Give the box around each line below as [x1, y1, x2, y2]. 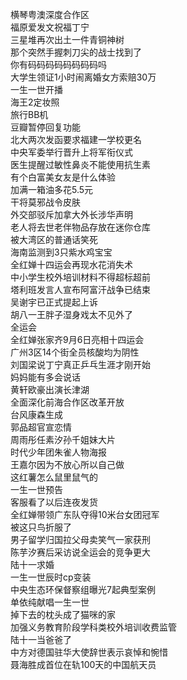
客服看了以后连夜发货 [10, 496, 98, 508]
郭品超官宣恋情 [10, 421, 72, 433]
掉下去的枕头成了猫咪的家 [10, 609, 116, 620]
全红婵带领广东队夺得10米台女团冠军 [10, 509, 160, 520]
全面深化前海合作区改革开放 [10, 396, 125, 408]
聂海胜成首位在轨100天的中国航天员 [10, 659, 157, 670]
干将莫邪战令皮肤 [10, 196, 81, 208]
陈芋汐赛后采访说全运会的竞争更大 [10, 546, 151, 558]
